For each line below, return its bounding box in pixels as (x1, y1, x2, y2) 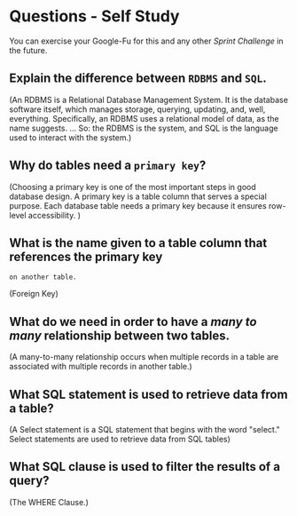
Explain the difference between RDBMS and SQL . (9, 71, 268, 86)
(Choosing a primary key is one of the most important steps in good (9, 181, 256, 192)
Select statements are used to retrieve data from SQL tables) (9, 433, 231, 444)
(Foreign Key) (9, 289, 59, 299)
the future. (9, 44, 48, 55)
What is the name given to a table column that (9, 235, 268, 250)
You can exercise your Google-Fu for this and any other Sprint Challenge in (9, 36, 284, 46)
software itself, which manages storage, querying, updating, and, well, (9, 104, 266, 115)
